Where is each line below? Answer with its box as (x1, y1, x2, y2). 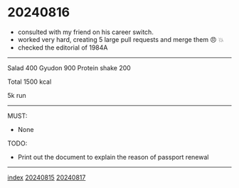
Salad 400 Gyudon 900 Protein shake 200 (7, 63, 132, 72)
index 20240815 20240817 (7, 173, 86, 182)
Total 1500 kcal (7, 77, 52, 86)
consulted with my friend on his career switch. (17, 28, 154, 36)
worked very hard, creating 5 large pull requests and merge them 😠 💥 (17, 35, 224, 43)
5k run (7, 91, 26, 99)
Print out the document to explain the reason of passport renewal (17, 153, 209, 161)
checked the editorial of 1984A (17, 43, 108, 52)
